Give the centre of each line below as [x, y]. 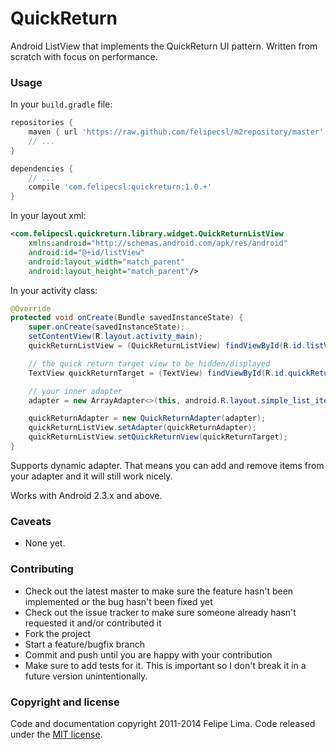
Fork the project [58, 633]
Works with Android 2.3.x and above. [86, 495]
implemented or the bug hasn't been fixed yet [118, 601]
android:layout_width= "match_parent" [107, 262]
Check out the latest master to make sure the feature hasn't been [159, 591]
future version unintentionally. [86, 676]
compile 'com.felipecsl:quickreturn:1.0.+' [120, 187]
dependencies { [42, 168]
